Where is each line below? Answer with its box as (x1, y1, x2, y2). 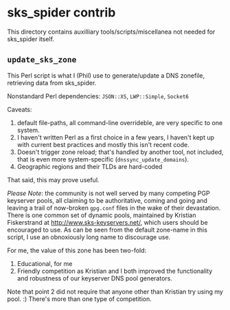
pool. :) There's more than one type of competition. (7, 294, 152, 303)
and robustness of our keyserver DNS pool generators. (16, 274, 173, 283)
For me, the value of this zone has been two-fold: (7, 246, 147, 254)
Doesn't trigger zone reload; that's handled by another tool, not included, (16, 148, 224, 156)
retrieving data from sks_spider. (7, 78, 97, 87)
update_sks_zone (7, 55, 77, 65)
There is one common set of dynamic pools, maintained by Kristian (7, 211, 196, 219)
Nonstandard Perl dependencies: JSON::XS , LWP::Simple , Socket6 (7, 91, 189, 100)
